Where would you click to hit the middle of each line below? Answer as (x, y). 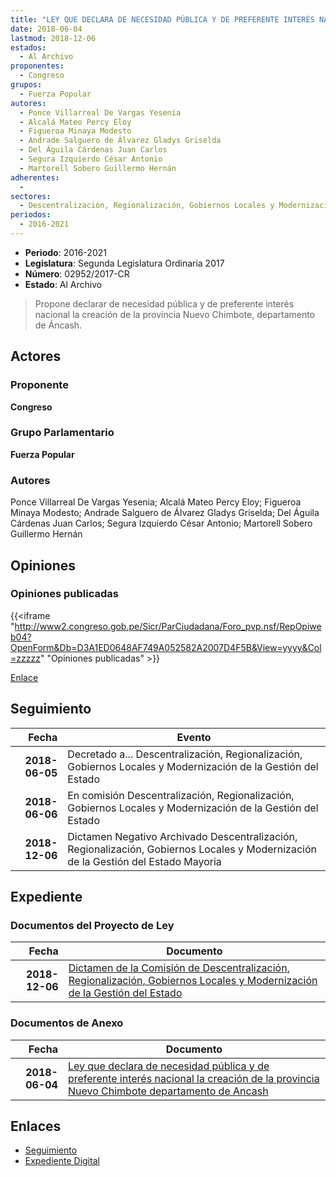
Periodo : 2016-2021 (65, 252)
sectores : (31, 196)
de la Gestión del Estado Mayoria (144, 861)
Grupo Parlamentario (62, 433)
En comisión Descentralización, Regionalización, (181, 795)
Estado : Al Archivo (63, 284)
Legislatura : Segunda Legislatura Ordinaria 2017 (124, 263)
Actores (36, 356)
